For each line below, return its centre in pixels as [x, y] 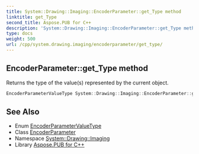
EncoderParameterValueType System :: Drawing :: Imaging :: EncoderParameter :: [99, 93]
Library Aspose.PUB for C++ [49, 145]
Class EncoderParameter [45, 132]
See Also [23, 112]
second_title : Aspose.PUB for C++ [49, 22]
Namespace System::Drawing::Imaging [62, 139]
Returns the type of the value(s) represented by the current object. [87, 83]
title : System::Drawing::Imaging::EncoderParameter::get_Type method [94, 12]
